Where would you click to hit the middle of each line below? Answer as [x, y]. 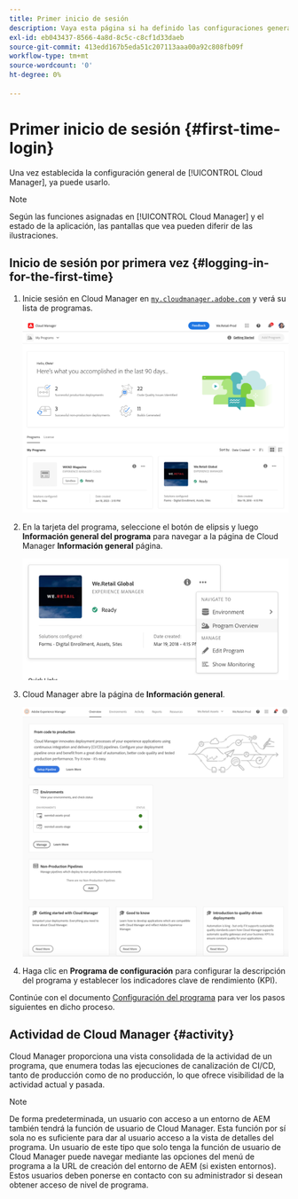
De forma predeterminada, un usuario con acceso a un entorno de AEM [140, 1118]
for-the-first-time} [61, 277]
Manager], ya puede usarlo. [60, 182]
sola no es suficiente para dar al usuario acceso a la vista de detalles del [142, 1137]
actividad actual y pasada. [57, 1084]
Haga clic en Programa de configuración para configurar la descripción [154, 971]
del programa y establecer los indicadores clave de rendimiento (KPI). [149, 981]
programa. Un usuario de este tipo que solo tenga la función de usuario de [145, 1147]
